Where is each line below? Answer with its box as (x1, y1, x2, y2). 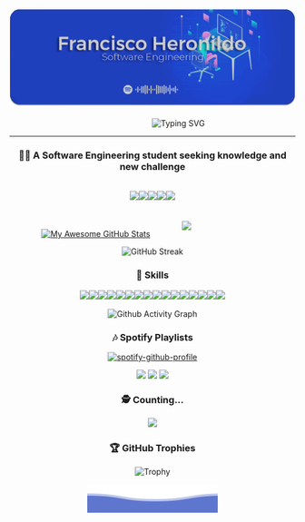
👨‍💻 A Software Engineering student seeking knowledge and (18, 149, 287, 162)
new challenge (119, 161, 186, 173)
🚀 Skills (135, 269, 170, 281)
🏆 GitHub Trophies (109, 442, 196, 455)
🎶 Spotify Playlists (112, 330, 193, 343)
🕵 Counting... (121, 393, 184, 406)
